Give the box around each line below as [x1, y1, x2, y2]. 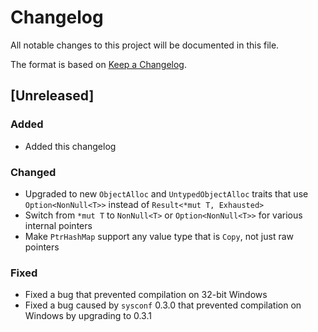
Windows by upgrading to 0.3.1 [24, 310, 152, 322]
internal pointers [24, 219, 93, 231]
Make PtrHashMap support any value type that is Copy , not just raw [24, 230, 295, 242]
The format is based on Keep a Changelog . [10, 58, 187, 70]
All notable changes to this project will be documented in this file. [10, 39, 280, 51]
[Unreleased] [10, 87, 95, 105]
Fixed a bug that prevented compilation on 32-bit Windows [24, 289, 268, 301]
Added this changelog [24, 140, 117, 152]
